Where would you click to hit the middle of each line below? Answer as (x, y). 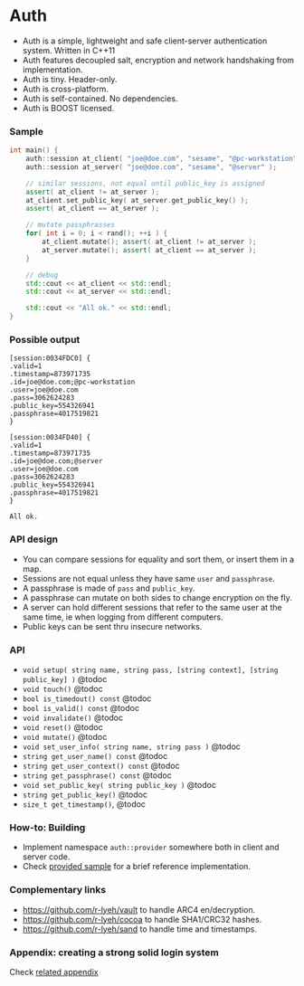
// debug (42, 275)
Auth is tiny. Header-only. (70, 79)
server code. (46, 857)
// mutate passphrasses (71, 225)
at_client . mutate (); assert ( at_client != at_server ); (149, 242)
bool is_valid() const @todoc (81, 708)
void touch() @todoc (62, 689)
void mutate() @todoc (65, 737)
